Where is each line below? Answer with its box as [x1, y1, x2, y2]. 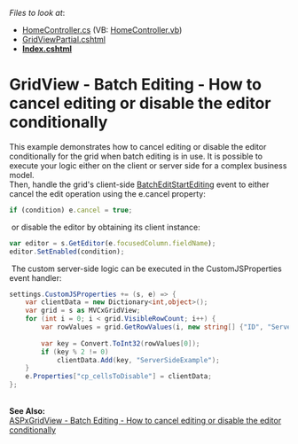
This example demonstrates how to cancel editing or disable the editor [9, 141, 267, 152]
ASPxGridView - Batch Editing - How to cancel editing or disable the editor [9, 416, 282, 426]
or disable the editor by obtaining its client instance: [11, 222, 201, 232]
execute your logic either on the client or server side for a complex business [9, 160, 287, 171]
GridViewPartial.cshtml [21, 35, 106, 44]
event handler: [9, 272, 62, 283]
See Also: [9, 406, 46, 417]
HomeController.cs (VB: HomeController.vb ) [21, 25, 183, 35]
